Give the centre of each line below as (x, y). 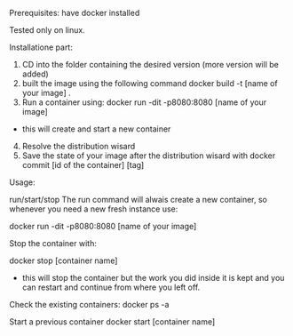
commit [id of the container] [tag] (83, 165)
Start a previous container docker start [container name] (112, 322)
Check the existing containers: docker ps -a (89, 304)
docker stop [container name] (63, 260)
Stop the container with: (53, 243)
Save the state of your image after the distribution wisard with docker (149, 156)
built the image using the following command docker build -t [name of (150, 83)
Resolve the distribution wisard (79, 146)
